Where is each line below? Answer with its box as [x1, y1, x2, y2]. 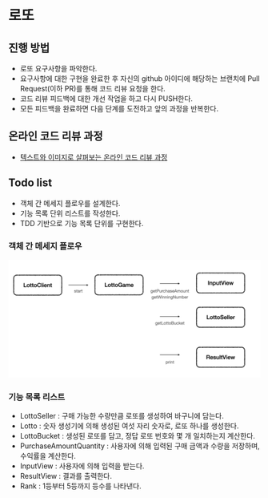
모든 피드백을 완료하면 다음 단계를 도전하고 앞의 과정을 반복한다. [19, 104, 218, 113]
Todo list [8, 176, 53, 190]
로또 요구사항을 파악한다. [19, 64, 98, 73]
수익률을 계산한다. [19, 451, 76, 461]
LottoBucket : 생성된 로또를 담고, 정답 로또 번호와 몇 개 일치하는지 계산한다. [19, 431, 256, 441]
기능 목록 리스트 [8, 391, 66, 403]
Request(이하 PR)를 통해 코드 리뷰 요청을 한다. [19, 84, 166, 93]
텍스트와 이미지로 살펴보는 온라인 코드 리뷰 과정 [19, 152, 168, 162]
